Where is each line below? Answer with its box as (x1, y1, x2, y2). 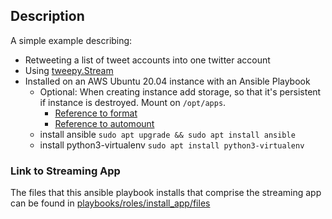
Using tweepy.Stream (24, 64, 114, 76)
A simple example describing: (10, 34, 133, 46)
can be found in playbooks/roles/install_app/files (10, 197, 211, 209)
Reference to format (54, 107, 138, 119)
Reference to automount (54, 117, 155, 129)
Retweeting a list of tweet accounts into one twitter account (24, 54, 271, 66)
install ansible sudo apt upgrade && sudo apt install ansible (39, 128, 296, 140)
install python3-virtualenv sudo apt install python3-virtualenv (39, 139, 305, 151)
